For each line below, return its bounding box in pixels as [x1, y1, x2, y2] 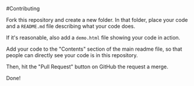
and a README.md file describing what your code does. [6, 23, 136, 29]
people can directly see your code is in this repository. [6, 52, 139, 58]
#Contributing [6, 5, 40, 12]
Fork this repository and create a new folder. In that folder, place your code [6, 16, 188, 23]
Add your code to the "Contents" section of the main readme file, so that [6, 45, 183, 52]
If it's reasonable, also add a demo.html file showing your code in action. [6, 34, 180, 41]
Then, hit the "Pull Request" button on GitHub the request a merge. [6, 63, 169, 70]
